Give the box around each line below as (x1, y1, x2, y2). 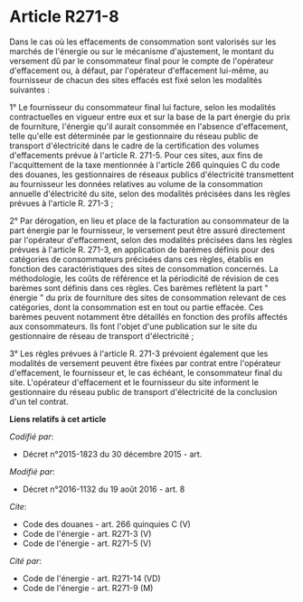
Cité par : (9, 555, 43, 566)
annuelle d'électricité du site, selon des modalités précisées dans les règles (9, 188, 291, 199)
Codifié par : (9, 431, 54, 442)
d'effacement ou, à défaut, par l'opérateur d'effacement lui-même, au (9, 65, 269, 76)
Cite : (9, 501, 27, 512)
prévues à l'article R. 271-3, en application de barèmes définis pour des (9, 244, 275, 255)
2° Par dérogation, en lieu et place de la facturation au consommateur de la (9, 215, 289, 226)
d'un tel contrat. (9, 396, 70, 407)
